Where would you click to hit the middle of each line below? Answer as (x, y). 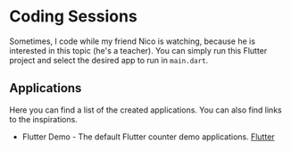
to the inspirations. (43, 119)
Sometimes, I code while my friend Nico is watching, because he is (133, 41)
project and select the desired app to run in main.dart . (109, 60)
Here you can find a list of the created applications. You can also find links (146, 110)
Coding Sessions (74, 17)
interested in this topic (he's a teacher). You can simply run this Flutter (138, 50)
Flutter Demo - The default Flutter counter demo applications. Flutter (148, 137)
